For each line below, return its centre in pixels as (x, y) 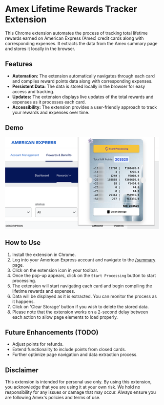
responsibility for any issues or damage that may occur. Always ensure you (81, 392)
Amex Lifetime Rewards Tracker (71, 9)
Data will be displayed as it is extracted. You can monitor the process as (84, 296)
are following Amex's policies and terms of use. (53, 398)
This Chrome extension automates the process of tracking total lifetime (76, 33)
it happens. (23, 301)
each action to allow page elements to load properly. (65, 317)
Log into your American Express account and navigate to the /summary (84, 260)
